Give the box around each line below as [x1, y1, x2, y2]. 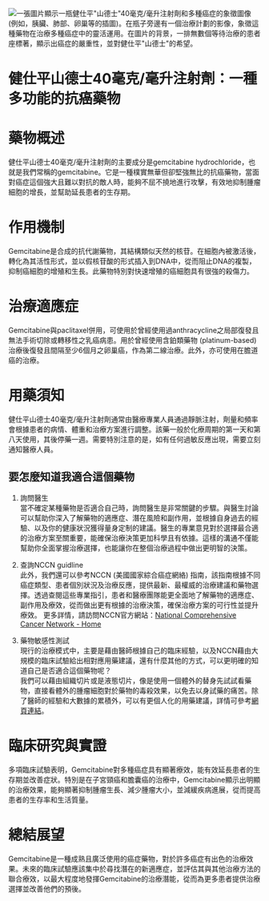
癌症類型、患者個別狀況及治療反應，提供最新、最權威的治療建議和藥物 [19, 580, 252, 589]
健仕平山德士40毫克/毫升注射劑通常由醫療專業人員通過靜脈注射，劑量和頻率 [8, 414, 259, 424]
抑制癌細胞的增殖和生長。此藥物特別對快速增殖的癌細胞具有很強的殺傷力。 [8, 267, 254, 276]
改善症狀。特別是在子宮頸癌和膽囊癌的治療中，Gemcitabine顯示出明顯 [29, 774, 261, 784]
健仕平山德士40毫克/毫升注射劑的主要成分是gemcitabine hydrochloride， [8, 157, 249, 167]
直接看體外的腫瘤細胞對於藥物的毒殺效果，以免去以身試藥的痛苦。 [34, 686, 252, 695]
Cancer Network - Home [19, 619, 102, 629]
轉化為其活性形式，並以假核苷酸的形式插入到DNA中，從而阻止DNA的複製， [8, 256, 256, 266]
